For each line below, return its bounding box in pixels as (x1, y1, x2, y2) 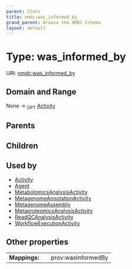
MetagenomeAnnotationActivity (14, 195, 92, 202)
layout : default (6, 25, 46, 31)
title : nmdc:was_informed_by (6, 14, 77, 20)
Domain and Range (6, 86, 77, 97)
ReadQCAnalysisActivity (14, 214, 73, 221)
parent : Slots (6, 8, 41, 15)
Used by (6, 160, 37, 170)
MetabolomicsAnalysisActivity (14, 189, 88, 196)
